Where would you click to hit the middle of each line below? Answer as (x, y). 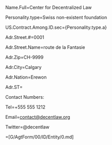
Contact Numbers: (25, 97)
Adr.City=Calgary (24, 67)
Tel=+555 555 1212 (25, 107)
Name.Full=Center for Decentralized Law (49, 7)
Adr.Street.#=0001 (25, 37)
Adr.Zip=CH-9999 (24, 57)
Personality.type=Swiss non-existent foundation (56, 17)
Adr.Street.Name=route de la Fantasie (45, 47)
